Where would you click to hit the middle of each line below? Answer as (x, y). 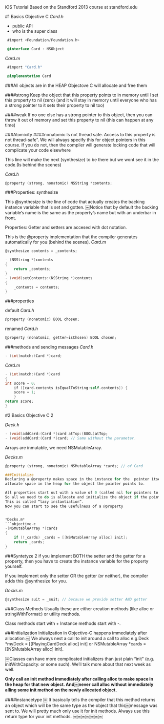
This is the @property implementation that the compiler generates (71, 237)
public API (22, 26)
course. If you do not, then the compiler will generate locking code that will (80, 145)
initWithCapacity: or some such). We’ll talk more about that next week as (78, 664)
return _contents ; (32, 269)
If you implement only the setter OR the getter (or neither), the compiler (77, 576)
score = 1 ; (25, 393)
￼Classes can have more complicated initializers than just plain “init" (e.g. (80, 659)
